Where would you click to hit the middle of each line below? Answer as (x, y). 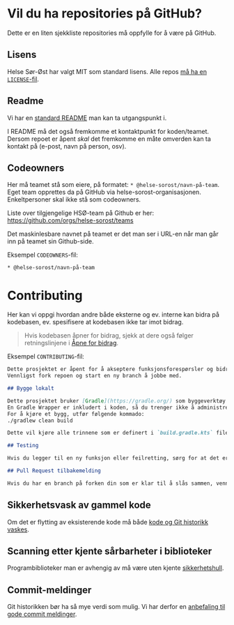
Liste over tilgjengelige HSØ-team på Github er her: (81, 213)
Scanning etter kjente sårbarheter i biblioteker (110, 551)
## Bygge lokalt (31, 389)
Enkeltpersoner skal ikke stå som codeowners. (74, 199)
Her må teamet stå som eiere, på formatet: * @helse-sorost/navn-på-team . (114, 185)
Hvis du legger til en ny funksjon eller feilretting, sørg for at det (113, 458)
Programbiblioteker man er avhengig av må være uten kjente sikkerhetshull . (116, 568)
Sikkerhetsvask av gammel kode (79, 505)
